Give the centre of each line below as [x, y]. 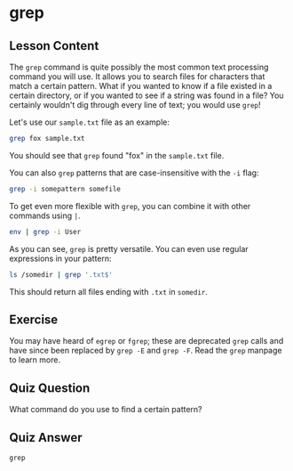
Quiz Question [50, 388]
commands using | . [45, 215]
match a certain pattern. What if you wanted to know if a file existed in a [141, 86]
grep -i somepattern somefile [65, 189]
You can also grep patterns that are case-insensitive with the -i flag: [134, 173]
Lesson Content [54, 46]
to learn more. [35, 360]
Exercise [34, 319]
